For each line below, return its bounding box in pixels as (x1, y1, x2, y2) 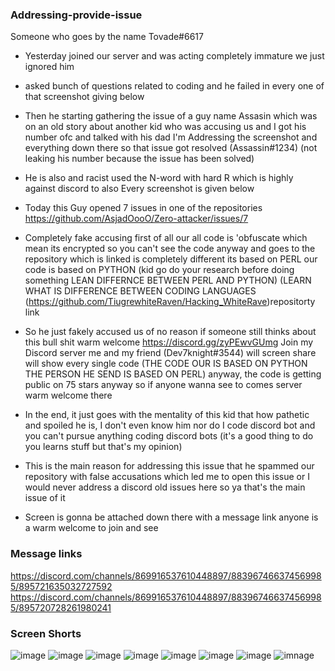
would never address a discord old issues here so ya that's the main (24, 481, 306, 493)
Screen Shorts (10, 626, 82, 640)
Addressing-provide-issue (10, 8, 143, 22)
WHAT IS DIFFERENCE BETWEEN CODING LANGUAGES (24, 285, 257, 297)
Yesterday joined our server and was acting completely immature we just (24, 50, 325, 62)
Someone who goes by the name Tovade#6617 (10, 31, 204, 43)
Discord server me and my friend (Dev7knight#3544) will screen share (24, 347, 317, 359)
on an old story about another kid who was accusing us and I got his (24, 121, 307, 133)
